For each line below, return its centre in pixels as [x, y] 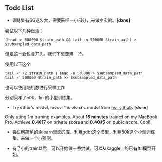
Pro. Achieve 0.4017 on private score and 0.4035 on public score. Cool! [78, 122]
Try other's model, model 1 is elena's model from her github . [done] [80, 107]
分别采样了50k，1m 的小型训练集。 [40, 97]
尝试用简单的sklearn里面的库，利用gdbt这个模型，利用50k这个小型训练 [83, 132]
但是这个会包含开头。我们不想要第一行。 [46, 54]
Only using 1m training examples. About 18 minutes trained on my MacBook [81, 117]
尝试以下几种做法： [24, 31]
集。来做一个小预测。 [33, 138]
